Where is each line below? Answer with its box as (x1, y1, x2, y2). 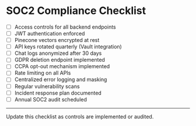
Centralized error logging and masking (14, 76, 107, 83)
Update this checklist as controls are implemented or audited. (6, 113, 154, 120)
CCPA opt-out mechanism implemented (14, 63, 110, 70)
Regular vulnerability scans (14, 83, 80, 90)
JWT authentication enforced (14, 30, 85, 37)
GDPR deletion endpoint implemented (14, 57, 105, 64)
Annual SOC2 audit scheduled (14, 96, 87, 103)
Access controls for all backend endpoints (14, 23, 117, 30)
